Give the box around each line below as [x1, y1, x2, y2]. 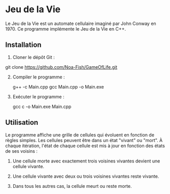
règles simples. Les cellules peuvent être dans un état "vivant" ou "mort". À [5, 137, 163, 143]
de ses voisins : [5, 148, 38, 154]
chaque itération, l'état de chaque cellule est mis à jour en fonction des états [5, 143, 165, 149]
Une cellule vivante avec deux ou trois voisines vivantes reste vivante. [12, 173, 159, 179]
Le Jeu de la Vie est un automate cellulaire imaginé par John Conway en [5, 20, 156, 26]
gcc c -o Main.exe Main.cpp [12, 103, 72, 109]
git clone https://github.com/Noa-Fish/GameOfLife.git [5, 64, 118, 70]
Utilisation [5, 118, 39, 127]
